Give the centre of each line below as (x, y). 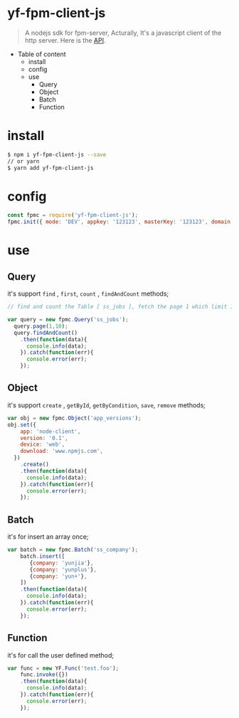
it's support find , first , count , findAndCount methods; (88, 294)
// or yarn (23, 161)
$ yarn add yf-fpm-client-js (51, 168)
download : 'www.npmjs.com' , (62, 451)
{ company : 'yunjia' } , (62, 563)
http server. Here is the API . (65, 40)
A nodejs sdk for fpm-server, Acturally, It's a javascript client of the (123, 33)
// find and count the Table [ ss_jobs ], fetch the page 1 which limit (117, 307)
